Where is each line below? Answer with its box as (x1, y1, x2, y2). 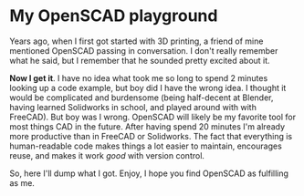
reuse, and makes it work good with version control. (9, 150, 205, 160)
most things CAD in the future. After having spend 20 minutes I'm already (9, 120, 286, 132)
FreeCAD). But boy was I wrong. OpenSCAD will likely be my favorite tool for (9, 111, 297, 122)
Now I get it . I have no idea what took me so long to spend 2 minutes (9, 72, 268, 83)
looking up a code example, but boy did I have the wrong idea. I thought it (9, 82, 287, 93)
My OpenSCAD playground (9, 5, 218, 26)
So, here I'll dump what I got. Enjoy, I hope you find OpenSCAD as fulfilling (9, 168, 289, 179)
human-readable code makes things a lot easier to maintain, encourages (9, 140, 283, 151)
